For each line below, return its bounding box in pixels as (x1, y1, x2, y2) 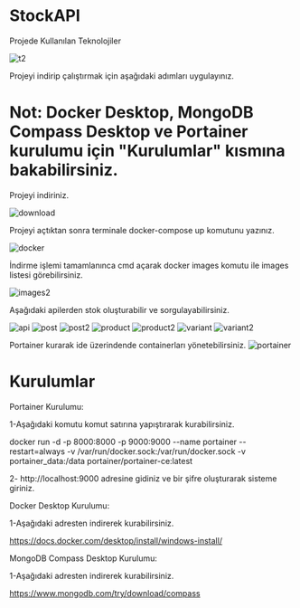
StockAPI (9, 5, 81, 26)
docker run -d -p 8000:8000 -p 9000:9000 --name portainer (9, 436, 238, 447)
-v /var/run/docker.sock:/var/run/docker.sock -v (66, 445, 247, 457)
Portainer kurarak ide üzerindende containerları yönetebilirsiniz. (9, 339, 247, 350)
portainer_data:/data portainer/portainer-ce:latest (9, 455, 192, 466)
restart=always (9, 445, 66, 457)
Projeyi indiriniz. (9, 189, 70, 200)
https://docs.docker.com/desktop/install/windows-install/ (9, 535, 223, 546)
